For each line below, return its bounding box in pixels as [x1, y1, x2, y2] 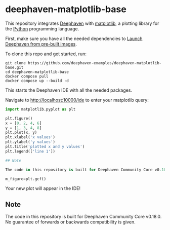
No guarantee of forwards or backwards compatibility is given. [5, 219, 136, 225]
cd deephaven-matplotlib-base [5, 69, 69, 74]
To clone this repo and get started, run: [5, 51, 87, 57]
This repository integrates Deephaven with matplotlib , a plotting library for [5, 20, 159, 26]
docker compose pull [5, 73, 49, 79]
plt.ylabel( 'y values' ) [5, 139, 56, 145]
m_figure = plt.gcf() [5, 176, 47, 181]
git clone [5, 60, 26, 65]
